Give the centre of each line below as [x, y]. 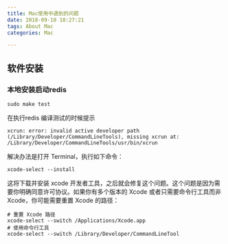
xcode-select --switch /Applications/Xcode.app [77, 221]
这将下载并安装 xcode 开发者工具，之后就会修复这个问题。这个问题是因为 [111, 183]
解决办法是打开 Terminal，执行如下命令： [65, 156]
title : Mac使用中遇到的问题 [43, 13]
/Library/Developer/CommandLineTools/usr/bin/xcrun [82, 143]
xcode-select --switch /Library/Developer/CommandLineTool [93, 234]
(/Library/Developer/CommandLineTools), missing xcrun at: [93, 137]
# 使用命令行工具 [28, 228]
